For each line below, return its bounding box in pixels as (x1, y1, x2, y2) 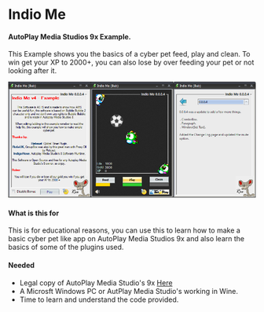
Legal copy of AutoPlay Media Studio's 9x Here (19, 277, 173, 288)
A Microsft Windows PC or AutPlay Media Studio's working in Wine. (19, 286, 238, 295)
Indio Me (8, 6, 67, 24)
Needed (8, 260, 35, 270)
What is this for (8, 208, 60, 218)
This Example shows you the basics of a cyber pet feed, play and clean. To (8, 50, 251, 59)
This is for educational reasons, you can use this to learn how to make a (8, 226, 241, 235)
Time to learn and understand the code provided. (19, 295, 179, 304)
